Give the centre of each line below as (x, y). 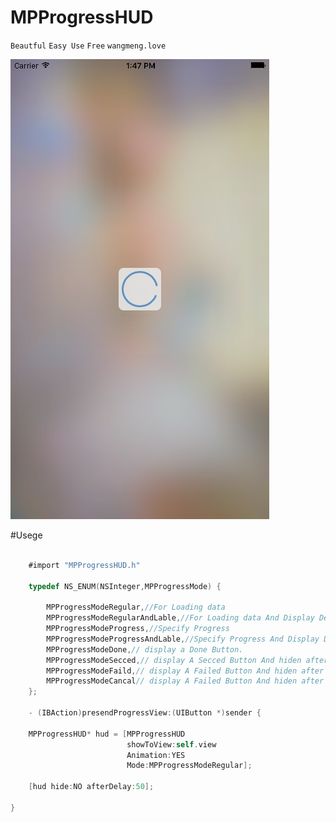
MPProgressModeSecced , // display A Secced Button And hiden (174, 660)
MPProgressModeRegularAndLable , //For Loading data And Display (180, 618)
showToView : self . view (171, 744)
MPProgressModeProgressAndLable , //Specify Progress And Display (183, 639)
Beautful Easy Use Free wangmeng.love (88, 46)
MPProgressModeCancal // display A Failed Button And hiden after (185, 681)
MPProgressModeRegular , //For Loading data (136, 607)
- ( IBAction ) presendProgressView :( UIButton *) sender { (145, 713)
